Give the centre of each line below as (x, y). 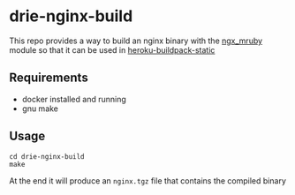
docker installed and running (74, 99)
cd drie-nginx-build (47, 156)
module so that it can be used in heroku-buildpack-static (112, 49)
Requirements (49, 78)
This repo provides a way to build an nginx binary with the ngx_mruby (136, 41)
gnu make (40, 109)
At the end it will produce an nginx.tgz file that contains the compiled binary (148, 180)
